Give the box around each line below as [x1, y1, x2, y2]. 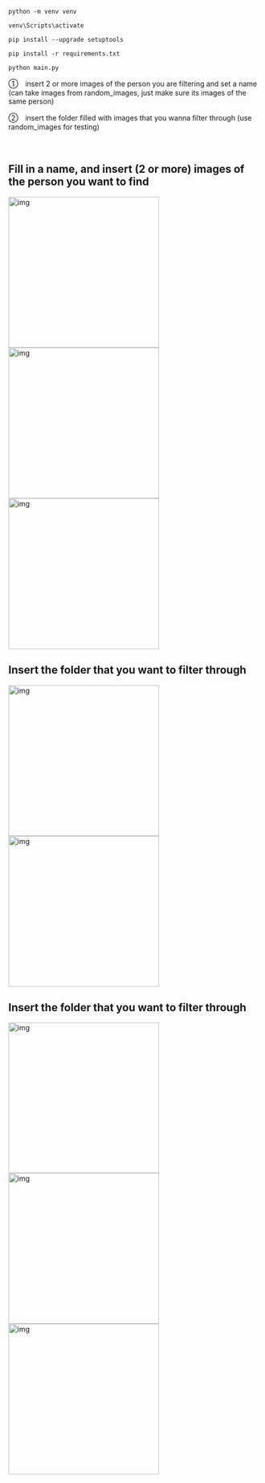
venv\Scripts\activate [8, 22, 84, 30]
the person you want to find [8, 175, 150, 189]
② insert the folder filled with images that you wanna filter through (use [8, 113, 252, 122]
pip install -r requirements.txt [8, 50, 120, 58]
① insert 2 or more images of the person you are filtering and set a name [8, 79, 258, 88]
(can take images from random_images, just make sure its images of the [8, 88, 247, 97]
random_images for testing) [8, 122, 100, 132]
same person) [8, 96, 55, 106]
